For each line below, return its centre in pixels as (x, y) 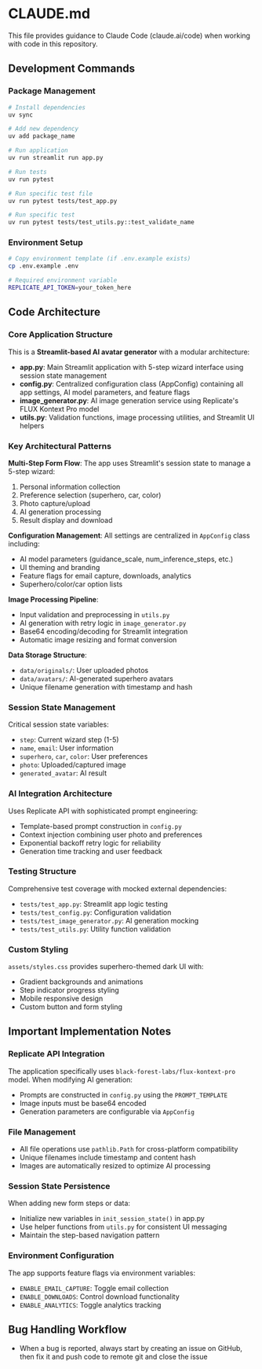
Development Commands (72, 69)
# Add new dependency (44, 129)
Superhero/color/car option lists (71, 584)
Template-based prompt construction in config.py (100, 826)
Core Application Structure (60, 335)
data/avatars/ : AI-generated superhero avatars (96, 679)
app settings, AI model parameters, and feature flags (105, 392)
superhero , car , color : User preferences (84, 757)
